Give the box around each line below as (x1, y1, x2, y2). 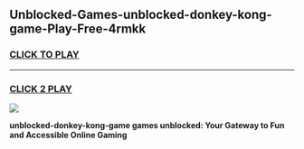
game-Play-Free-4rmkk (9, 22, 147, 37)
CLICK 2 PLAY (9, 82, 72, 95)
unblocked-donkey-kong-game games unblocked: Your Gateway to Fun (9, 119, 285, 130)
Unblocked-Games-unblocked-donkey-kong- (9, 7, 273, 23)
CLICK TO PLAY (9, 49, 80, 61)
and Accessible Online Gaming (9, 129, 128, 140)
